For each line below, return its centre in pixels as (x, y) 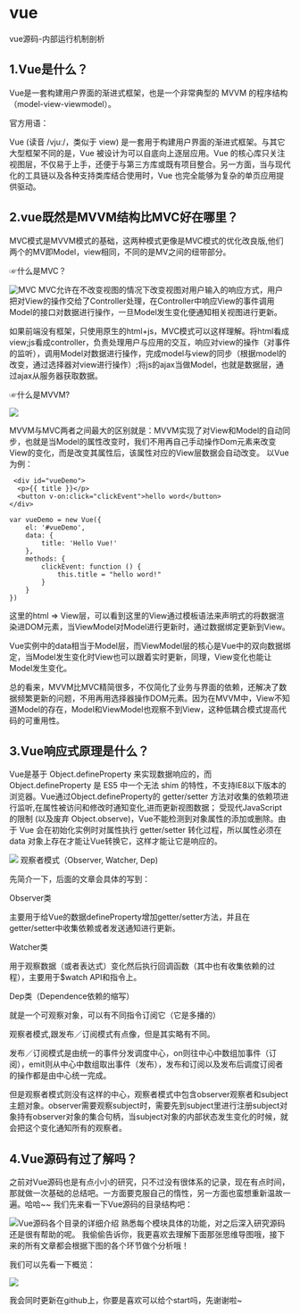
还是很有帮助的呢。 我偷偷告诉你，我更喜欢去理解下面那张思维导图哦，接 (143, 1235)
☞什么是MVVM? (39, 395)
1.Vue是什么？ (49, 70)
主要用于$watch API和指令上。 (85, 977)
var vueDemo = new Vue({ (55, 520)
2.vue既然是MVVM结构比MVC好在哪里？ (124, 217)
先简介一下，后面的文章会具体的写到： (79, 879)
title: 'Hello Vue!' (79, 543)
